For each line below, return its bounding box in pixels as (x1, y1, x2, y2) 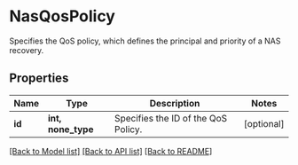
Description (149, 97, 200, 109)
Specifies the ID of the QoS (114, 112, 228, 124)
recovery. (9, 44, 44, 55)
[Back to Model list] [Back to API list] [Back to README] (9, 145, 213, 156)
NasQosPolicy (9, 6, 115, 27)
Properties (9, 71, 69, 86)
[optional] (243, 117, 285, 130)
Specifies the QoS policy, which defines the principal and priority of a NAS (9, 35, 281, 46)
